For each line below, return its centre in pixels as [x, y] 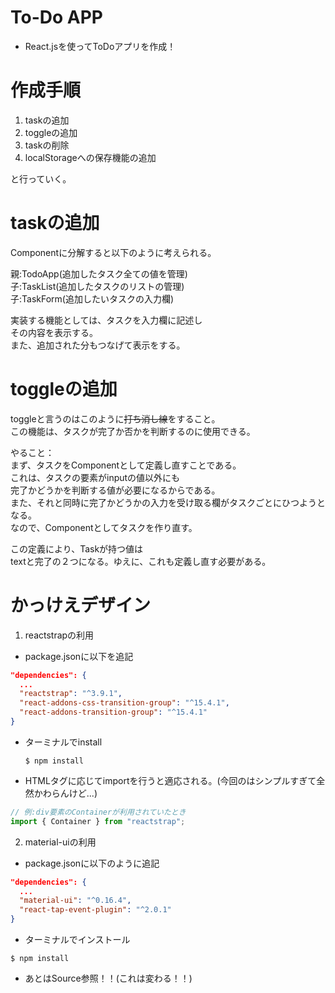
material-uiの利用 [60, 842]
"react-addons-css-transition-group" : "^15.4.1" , [124, 703]
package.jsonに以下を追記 [79, 656]
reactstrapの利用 [59, 635]
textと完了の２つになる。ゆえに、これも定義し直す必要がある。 [141, 561]
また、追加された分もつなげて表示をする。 [98, 345]
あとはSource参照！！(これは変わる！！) [108, 978]
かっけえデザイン [81, 605]
